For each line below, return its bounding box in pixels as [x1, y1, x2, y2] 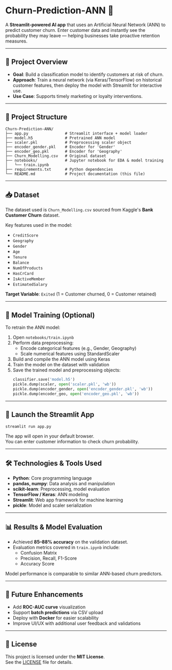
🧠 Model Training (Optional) [5, 310, 95, 320]
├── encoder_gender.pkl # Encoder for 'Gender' [5, 144, 116, 149]
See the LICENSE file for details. [5, 659, 73, 665]
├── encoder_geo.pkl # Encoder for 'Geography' [5, 149, 123, 154]
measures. [5, 38, 28, 44]
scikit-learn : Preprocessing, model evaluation [12, 486, 110, 492]
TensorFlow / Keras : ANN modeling [12, 491, 89, 498]
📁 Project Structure [5, 113, 68, 122]
